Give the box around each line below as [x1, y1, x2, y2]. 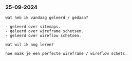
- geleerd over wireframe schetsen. [5, 29, 84, 34]
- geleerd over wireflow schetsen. [5, 33, 82, 38]
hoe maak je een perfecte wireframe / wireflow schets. [5, 51, 127, 56]
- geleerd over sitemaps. [5, 24, 61, 29]
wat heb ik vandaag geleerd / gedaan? [5, 15, 88, 21]
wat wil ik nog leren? [5, 42, 54, 47]
